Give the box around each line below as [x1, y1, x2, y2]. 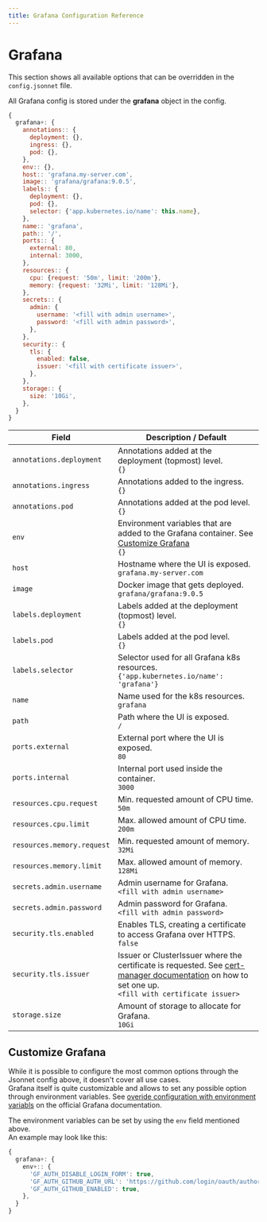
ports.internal [12, 773, 70, 783]
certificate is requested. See [118, 960, 223, 971]
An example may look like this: [8, 1133, 107, 1143]
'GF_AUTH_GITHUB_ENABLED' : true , [29, 1185, 141, 1193]
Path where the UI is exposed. [118, 712, 230, 723]
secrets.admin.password [12, 903, 103, 912]
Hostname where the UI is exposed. [118, 559, 251, 570]
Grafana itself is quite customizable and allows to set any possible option [8, 1084, 247, 1093]
